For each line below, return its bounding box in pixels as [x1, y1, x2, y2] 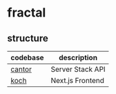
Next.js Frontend [50, 76, 105, 85]
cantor [10, 64, 32, 74]
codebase [10, 53, 44, 62]
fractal [7, 5, 46, 21]
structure [7, 32, 48, 44]
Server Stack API [50, 64, 106, 74]
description [58, 53, 98, 62]
